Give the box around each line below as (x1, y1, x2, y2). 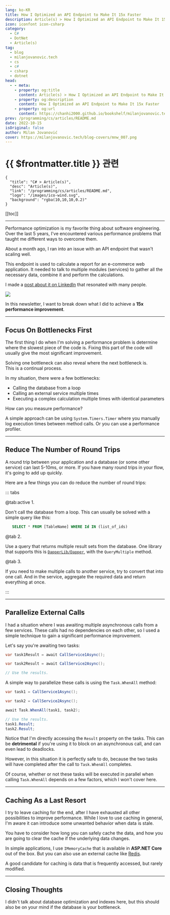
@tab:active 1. (5, 499, 34, 505)
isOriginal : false (5, 125, 44, 130)
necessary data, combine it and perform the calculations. (5, 272, 124, 278)
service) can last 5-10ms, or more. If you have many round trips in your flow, (5, 464, 164, 470)
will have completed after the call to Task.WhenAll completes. (5, 761, 133, 767)
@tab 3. (5, 558, 22, 564)
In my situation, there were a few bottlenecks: (5, 375, 100, 381)
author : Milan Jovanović (5, 130, 58, 135)
